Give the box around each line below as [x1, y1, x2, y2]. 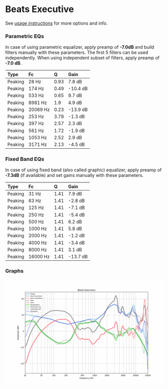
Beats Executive [5, 4, 74, 15]
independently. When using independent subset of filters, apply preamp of [5, 55, 160, 61]
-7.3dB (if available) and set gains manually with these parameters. [5, 172, 144, 178]
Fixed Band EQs [5, 155, 44, 162]
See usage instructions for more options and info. [5, 20, 108, 26]
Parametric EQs [5, 33, 44, 40]
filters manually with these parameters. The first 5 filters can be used [5, 49, 148, 56]
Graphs [5, 267, 24, 274]
